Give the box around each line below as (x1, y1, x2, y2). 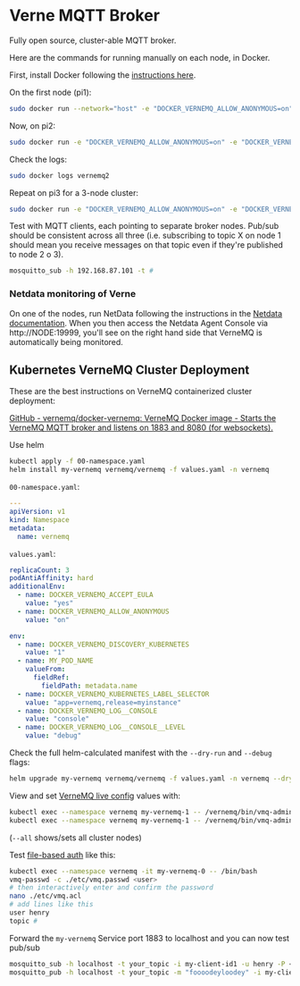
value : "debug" (25, 731, 82, 740)
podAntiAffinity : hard (9, 574, 94, 583)
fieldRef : (32, 673, 70, 682)
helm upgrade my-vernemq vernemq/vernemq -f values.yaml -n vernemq (9, 774, 270, 783)
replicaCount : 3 (9, 565, 70, 575)
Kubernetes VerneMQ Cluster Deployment (9, 363, 250, 377)
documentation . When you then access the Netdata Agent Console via (9, 317, 269, 328)
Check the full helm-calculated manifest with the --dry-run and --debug (9, 747, 272, 758)
